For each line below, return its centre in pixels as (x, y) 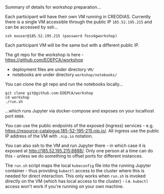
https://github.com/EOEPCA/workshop (44, 60)
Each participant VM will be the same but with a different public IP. (72, 45)
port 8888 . (15, 116)
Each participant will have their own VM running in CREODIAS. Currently (78, 16)
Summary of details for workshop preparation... (53, 7)
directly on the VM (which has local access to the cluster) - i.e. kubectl (77, 181)
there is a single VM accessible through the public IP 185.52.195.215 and (79, 22)
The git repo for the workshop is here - (44, 55)
